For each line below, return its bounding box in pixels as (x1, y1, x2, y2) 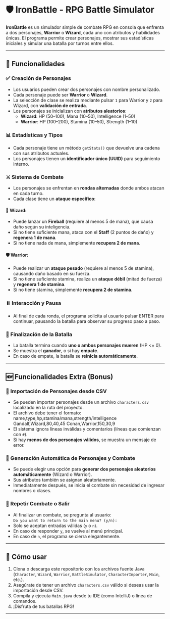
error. (13, 442, 25, 448)
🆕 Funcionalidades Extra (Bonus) (6, 372, 114, 381)
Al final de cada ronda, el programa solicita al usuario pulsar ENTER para (13, 313, 164, 319)
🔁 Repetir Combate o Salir (6, 500, 70, 507)
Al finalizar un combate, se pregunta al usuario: (13, 511, 111, 518)
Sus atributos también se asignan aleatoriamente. (13, 477, 117, 483)
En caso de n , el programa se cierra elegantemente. (13, 533, 121, 539)
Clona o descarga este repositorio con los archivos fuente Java (13, 566, 145, 572)
